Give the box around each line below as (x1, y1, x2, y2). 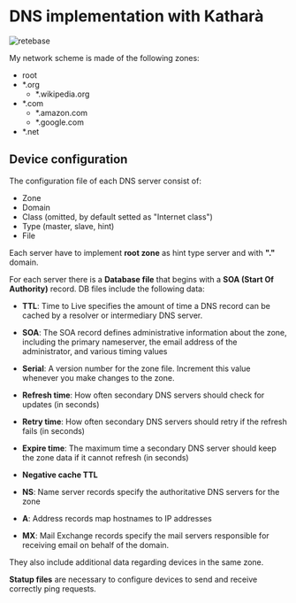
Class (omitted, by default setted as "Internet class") (21, 211, 214, 222)
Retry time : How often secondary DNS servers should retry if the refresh (21, 416, 287, 427)
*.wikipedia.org (34, 89, 90, 99)
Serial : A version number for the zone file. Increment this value (21, 363, 251, 374)
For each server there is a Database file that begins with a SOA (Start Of (9, 274, 274, 284)
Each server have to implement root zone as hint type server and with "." (9, 247, 276, 258)
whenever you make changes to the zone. (21, 372, 175, 383)
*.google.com (34, 117, 84, 128)
